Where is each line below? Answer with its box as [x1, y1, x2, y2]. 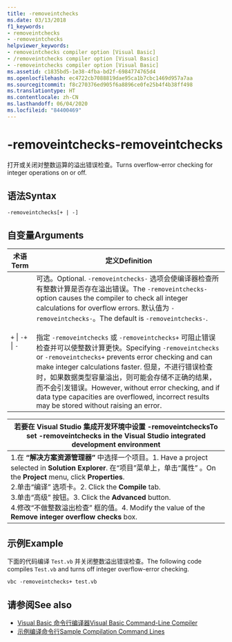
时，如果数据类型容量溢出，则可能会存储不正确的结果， [36, 372, 216, 382]
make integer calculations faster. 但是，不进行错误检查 [36, 362, 213, 372]
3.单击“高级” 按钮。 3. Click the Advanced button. [10, 493, 171, 503]
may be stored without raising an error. [36, 401, 162, 410]
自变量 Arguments [7, 229, 84, 241]
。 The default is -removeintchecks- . [93, 313, 209, 323]
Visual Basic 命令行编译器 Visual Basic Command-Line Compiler [17, 618, 198, 627]
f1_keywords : [7, 23, 45, 30]
